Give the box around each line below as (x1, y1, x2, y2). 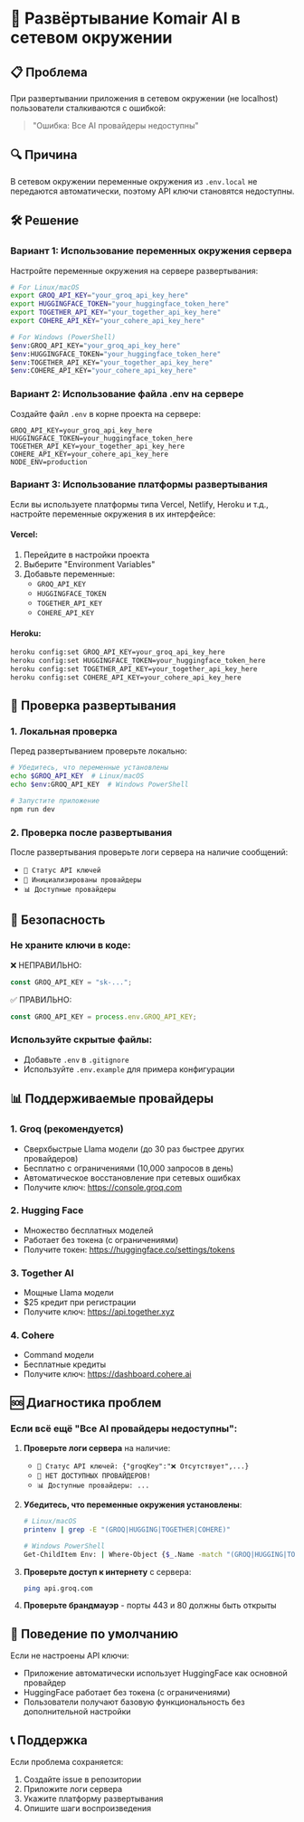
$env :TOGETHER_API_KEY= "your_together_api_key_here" (10, 357, 214, 367)
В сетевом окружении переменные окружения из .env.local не (10, 176, 258, 186)
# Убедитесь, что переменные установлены (10, 764, 169, 773)
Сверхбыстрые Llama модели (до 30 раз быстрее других (23, 1143, 245, 1154)
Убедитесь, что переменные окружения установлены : (23, 1499, 242, 1510)
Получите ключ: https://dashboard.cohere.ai (23, 1369, 192, 1380)
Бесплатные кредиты (23, 1359, 107, 1370)
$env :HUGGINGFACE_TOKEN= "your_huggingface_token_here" (10, 349, 222, 358)
